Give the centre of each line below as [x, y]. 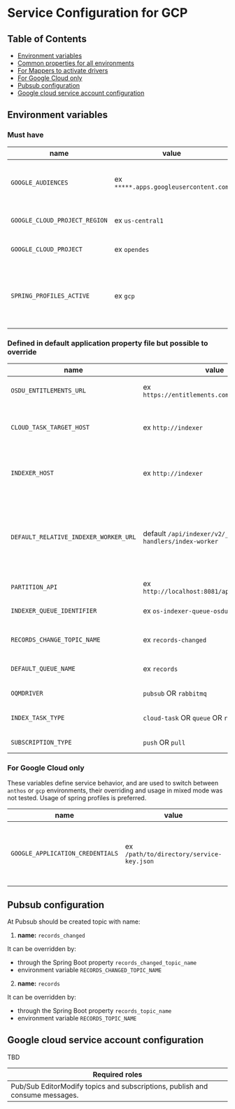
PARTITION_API [34, 587]
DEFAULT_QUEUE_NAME [43, 669]
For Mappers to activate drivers [63, 71]
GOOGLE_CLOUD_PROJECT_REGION [59, 220]
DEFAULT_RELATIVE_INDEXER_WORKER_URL [73, 537]
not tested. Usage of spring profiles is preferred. [77, 798]
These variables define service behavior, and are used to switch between [113, 783]
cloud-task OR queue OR [183, 717]
